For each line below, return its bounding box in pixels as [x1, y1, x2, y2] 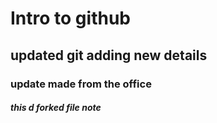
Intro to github [10, 7, 131, 30]
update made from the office [10, 77, 152, 91]
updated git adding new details [10, 47, 208, 64]
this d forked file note [10, 102, 102, 114]
